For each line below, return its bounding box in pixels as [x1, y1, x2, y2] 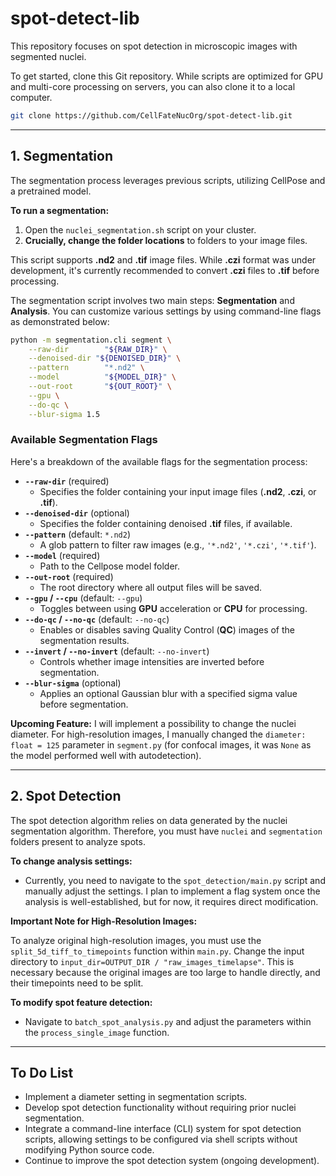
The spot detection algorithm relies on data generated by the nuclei [10, 814, 288, 826]
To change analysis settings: [10, 855, 133, 867]
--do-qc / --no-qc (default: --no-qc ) [24, 613, 170, 625]
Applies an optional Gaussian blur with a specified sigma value [39, 687, 298, 699]
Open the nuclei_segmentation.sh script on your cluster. [24, 223, 257, 236]
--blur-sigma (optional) [24, 677, 122, 689]
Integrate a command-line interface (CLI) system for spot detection [24, 1123, 302, 1135]
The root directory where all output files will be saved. [39, 581, 262, 593]
